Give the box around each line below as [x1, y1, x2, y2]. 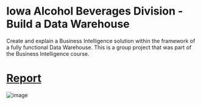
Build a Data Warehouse [6, 17, 130, 31]
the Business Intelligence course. [6, 50, 90, 57]
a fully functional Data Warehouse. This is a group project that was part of [6, 44, 192, 51]
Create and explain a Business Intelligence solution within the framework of [6, 37, 196, 44]
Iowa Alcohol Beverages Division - [6, 4, 183, 18]
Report [6, 72, 41, 86]
